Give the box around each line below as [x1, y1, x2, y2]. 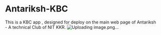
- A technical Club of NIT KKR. [5, 24, 66, 30]
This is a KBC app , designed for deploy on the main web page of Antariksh [5, 19, 156, 25]
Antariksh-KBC [5, 3, 68, 14]
